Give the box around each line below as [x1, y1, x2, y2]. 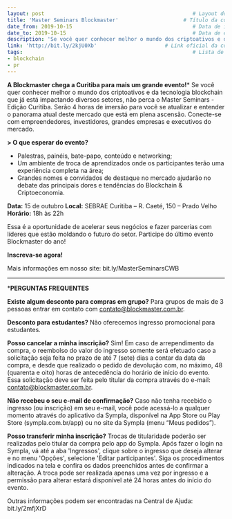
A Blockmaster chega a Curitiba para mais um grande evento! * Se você [7, 80, 215, 89]
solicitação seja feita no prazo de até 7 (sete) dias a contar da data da [7, 354, 206, 362]
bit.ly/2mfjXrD [7, 504, 47, 512]
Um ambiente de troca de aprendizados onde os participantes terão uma [17, 158, 224, 167]
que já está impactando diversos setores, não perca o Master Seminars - [7, 95, 215, 104]
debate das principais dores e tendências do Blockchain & [17, 181, 183, 189]
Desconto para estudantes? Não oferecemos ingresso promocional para [7, 318, 215, 326]
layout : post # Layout [7, 10, 217, 17]
